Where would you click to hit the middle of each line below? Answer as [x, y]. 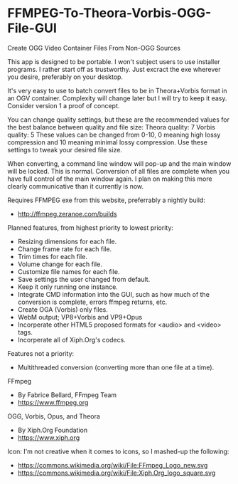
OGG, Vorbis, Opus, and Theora [54, 416]
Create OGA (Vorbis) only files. [63, 309]
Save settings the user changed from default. [84, 279]
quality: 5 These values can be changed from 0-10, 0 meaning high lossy [114, 135]
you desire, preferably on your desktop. [65, 77]
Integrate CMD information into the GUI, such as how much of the [113, 294]
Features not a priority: [41, 353]
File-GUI [32, 28]
